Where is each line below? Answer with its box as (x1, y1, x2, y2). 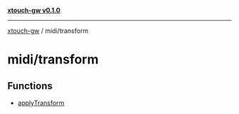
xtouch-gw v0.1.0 (7, 6, 60, 14)
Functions (7, 80, 53, 92)
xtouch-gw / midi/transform (7, 26, 89, 35)
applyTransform (17, 99, 65, 107)
